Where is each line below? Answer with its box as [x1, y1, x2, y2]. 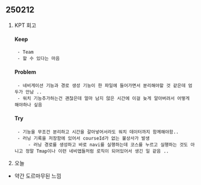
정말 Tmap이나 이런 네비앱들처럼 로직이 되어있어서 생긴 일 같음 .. [25, 148, 169, 154]
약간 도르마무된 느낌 [14, 172, 61, 180]
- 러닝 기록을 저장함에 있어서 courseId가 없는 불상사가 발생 [17, 136, 150, 142]
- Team [17, 49, 34, 55]
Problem [14, 68, 37, 75]
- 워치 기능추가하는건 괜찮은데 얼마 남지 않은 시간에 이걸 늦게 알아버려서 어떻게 [17, 96, 190, 102]
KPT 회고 [14, 21, 37, 29]
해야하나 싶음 [14, 102, 43, 108]
